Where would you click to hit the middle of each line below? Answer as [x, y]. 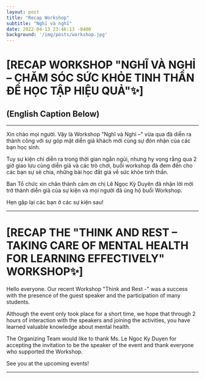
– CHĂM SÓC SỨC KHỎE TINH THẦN [100, 78]
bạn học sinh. [23, 147]
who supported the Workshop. [45, 351]
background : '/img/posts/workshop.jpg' [57, 35]
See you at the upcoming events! [48, 364]
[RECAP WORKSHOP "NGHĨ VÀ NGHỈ [101, 65]
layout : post [23, 12]
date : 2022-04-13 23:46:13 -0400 [49, 29]
